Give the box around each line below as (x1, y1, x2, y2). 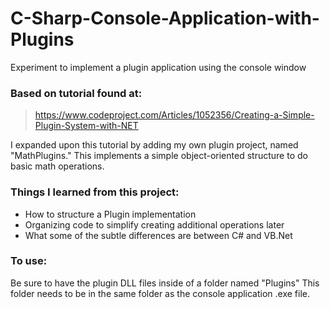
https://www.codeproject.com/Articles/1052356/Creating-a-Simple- (34, 109, 315, 121)
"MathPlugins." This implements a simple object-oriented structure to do (10, 150, 308, 162)
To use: (10, 254, 48, 268)
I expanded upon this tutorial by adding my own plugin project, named (10, 139, 299, 151)
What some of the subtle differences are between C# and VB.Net (24, 229, 293, 241)
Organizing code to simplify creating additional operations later (24, 218, 285, 231)
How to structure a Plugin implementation (24, 208, 197, 220)
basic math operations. (10, 160, 105, 172)
